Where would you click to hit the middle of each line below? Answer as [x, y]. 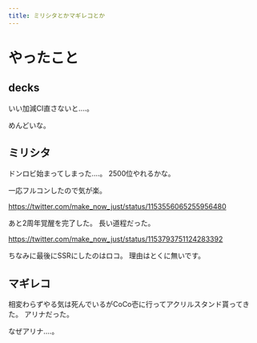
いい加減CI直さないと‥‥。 [51, 108]
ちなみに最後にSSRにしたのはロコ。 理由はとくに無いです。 [107, 256]
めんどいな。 [29, 125]
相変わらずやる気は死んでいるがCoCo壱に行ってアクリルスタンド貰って [125, 305]
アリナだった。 [48, 314]
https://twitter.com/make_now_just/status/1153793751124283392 [116, 239]
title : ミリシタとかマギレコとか [57, 16]
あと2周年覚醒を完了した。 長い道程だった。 [82, 223]
